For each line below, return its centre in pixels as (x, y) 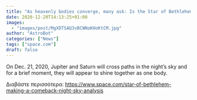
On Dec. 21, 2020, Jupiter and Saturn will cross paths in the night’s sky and (97, 66)
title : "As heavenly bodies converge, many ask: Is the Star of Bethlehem (99, 11)
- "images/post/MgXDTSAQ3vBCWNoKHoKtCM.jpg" (67, 28)
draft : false (22, 50)
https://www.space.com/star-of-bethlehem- (118, 84)
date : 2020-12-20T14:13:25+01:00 (47, 17)
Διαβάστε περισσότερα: (35, 84)
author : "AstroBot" (30, 34)
